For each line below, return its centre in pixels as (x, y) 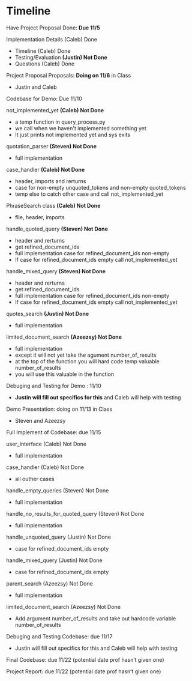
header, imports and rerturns (50, 181)
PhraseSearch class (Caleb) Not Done (53, 205)
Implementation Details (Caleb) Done (52, 39)
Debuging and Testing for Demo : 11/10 (54, 386)
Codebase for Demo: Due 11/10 (44, 98)
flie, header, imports (40, 217)
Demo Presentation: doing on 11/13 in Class (59, 409)
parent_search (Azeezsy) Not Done (49, 583)
